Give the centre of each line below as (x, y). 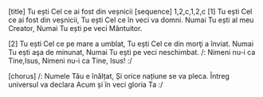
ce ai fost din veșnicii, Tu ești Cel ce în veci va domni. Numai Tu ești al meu (131, 20)
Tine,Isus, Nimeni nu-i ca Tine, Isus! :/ (71, 60)
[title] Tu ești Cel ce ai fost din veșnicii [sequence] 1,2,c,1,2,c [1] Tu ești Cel (130, 12)
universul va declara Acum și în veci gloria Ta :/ (86, 84)
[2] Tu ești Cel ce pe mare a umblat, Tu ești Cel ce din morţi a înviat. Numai (131, 44)
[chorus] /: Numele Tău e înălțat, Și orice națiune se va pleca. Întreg (119, 76)
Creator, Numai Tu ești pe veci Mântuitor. (75, 28)
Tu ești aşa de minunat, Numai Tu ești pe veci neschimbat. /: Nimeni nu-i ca (132, 52)
